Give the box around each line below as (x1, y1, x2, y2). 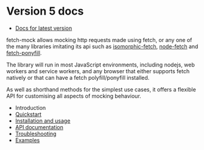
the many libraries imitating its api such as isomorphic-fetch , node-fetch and (6, 43, 199, 50)
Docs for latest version (15, 24, 72, 32)
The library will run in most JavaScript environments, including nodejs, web (6, 61, 195, 68)
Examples (15, 136, 40, 144)
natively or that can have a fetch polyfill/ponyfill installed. (6, 74, 150, 81)
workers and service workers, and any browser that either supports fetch (6, 67, 190, 74)
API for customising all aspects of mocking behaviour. (6, 92, 141, 99)
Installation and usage (15, 117, 71, 124)
